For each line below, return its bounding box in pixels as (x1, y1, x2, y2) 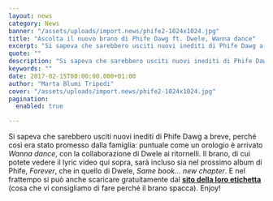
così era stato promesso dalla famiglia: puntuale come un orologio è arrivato (8, 140, 263, 150)
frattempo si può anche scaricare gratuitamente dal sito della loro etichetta (8, 175, 262, 185)
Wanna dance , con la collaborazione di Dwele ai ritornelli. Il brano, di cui (8, 149, 250, 159)
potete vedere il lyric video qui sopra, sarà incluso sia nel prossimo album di (8, 157, 262, 167)
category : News (8, 19, 60, 28)
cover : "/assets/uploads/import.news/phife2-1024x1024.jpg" (8, 87, 217, 96)
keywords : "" (8, 65, 53, 73)
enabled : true (15, 102, 63, 110)
